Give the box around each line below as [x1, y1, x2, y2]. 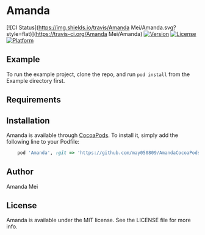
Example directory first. [6, 77, 65, 84]
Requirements [6, 95, 61, 105]
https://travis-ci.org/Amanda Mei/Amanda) [35, 30, 143, 37]
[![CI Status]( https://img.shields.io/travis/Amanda [6, 24, 130, 31]
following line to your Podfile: [6, 138, 80, 145]
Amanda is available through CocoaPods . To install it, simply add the [6, 132, 179, 139]
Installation [6, 115, 50, 125]
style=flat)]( [6, 30, 37, 37]
